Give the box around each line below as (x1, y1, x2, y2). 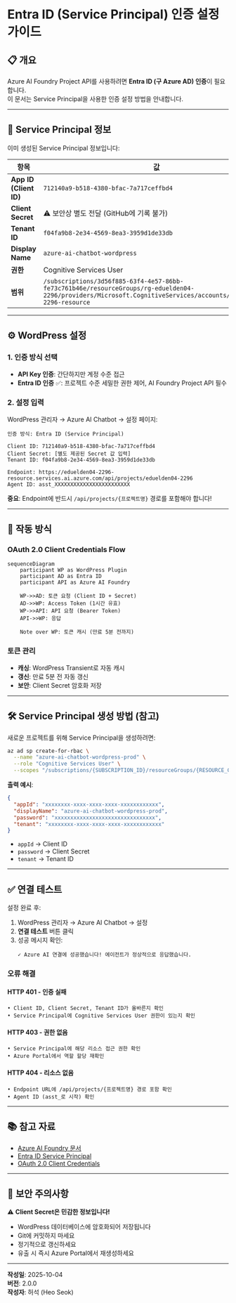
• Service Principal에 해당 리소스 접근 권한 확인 (7, 1045, 141, 1052)
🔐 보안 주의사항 (7, 1188, 69, 1200)
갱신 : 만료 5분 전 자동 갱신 (17, 672, 89, 681)
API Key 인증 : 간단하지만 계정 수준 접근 (17, 369, 125, 378)
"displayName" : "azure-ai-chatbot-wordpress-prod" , (13, 807, 169, 815)
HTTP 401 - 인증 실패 (7, 988, 67, 996)
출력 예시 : (7, 780, 34, 789)
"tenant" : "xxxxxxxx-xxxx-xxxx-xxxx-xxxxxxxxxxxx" (13, 820, 165, 827)
